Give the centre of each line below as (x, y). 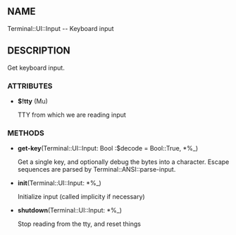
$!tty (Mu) (32, 101)
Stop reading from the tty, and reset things (79, 224)
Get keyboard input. (36, 68)
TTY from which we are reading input (72, 115)
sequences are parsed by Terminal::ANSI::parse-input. (97, 170)
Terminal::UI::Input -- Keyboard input (61, 28)
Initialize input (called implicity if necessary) (81, 197)
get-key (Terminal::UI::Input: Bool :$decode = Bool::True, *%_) (108, 148)
